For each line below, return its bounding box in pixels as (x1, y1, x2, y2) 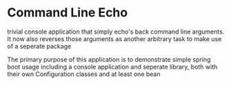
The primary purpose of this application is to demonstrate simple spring (7, 55, 211, 63)
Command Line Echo (7, 5, 128, 21)
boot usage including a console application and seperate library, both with (7, 62, 218, 71)
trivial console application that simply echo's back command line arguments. (7, 27, 225, 36)
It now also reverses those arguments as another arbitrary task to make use (7, 34, 222, 42)
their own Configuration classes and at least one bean (7, 70, 161, 78)
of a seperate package (7, 42, 72, 50)
